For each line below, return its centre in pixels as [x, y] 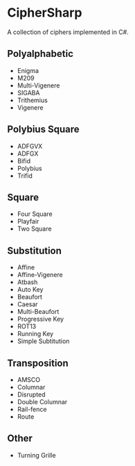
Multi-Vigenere [38, 85]
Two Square [34, 229]
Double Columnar [42, 402]
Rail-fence [32, 409]
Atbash [27, 282]
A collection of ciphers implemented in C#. [68, 32]
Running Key [35, 334]
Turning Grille [37, 455]
